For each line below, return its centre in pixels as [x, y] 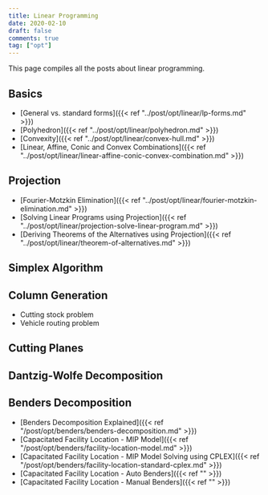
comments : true [34, 38]
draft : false [30, 30]
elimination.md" [46, 209]
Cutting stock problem [57, 314]
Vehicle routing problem [59, 323]
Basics [25, 93]
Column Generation [58, 295]
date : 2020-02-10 [37, 23]
